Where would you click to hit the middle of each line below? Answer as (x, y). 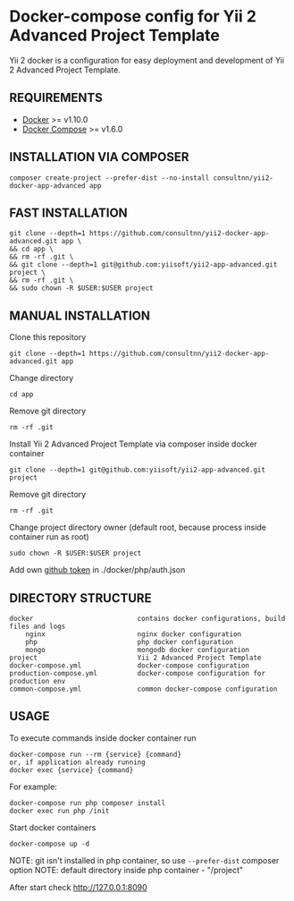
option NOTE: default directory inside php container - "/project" (126, 870)
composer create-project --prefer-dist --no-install (109, 178)
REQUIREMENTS (56, 98)
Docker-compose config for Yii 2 (133, 17)
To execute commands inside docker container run (103, 738)
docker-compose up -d (50, 844)
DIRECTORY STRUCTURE (80, 598)
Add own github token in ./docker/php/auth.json (97, 570)
